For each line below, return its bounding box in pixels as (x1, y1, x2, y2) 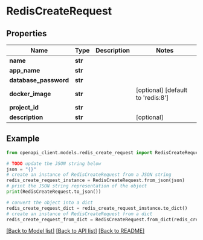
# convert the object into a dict (6, 199, 94, 206)
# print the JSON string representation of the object (6, 183, 147, 189)
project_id (9, 103, 39, 111)
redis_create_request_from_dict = (6, 216, 94, 222)
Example (6, 134, 40, 144)
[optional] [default (135, 86, 188, 94)
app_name (9, 66, 40, 74)
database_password (9, 76, 69, 84)
